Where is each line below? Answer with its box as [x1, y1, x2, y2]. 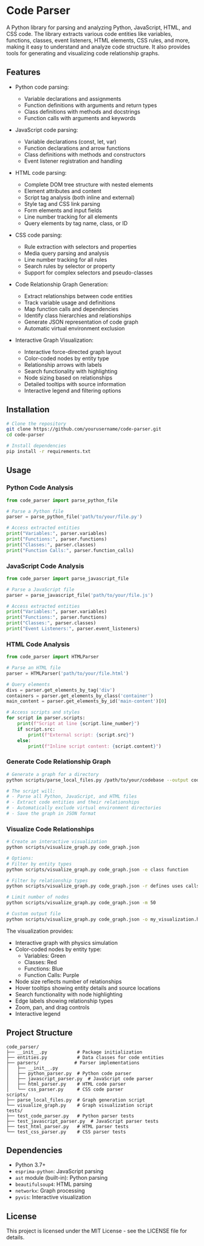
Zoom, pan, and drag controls [15, 1003, 90, 1011]
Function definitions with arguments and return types [24, 101, 157, 109]
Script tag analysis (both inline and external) [24, 194, 135, 201]
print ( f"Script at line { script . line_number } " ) [17, 721, 140, 727]
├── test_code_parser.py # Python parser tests [6, 1112, 135, 1119]
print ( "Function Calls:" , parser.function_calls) [6, 547, 135, 553]
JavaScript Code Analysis [6, 562, 84, 570]
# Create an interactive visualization [6, 839, 107, 845]
